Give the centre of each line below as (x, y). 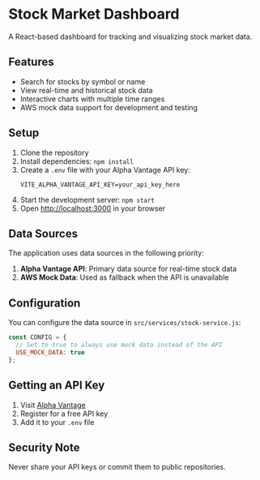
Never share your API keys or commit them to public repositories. (117, 467)
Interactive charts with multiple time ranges (92, 99)
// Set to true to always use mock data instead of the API (119, 345)
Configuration (45, 303)
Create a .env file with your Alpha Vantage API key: (105, 169)
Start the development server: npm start (87, 199)
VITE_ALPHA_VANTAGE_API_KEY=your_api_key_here (100, 184)
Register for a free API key (64, 414)
